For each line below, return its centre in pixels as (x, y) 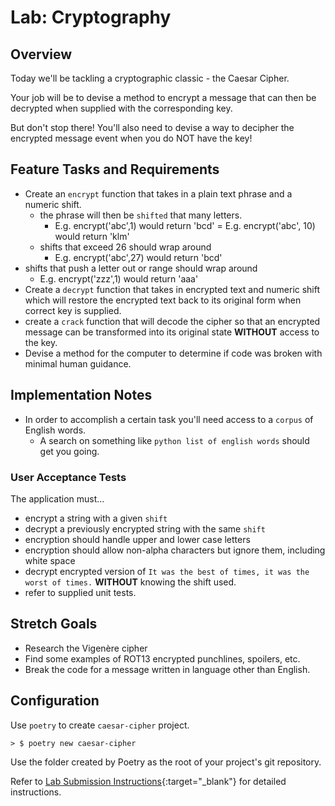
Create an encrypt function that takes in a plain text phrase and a (158, 193)
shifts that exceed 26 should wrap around (125, 247)
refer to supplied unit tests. (80, 592)
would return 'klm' (92, 236)
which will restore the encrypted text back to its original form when (163, 300)
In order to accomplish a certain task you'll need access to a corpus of (169, 419)
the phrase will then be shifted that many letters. (141, 215)
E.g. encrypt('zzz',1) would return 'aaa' (119, 278)
